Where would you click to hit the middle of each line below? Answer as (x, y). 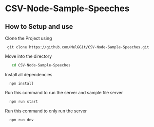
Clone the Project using (29, 38)
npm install (22, 84)
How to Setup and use (39, 27)
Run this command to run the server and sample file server (64, 92)
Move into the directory (29, 56)
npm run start (24, 101)
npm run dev (22, 120)
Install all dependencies (29, 74)
